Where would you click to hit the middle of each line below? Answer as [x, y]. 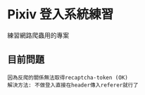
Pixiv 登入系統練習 [61, 14]
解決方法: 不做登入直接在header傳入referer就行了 [73, 85]
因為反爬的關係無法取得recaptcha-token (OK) [68, 77]
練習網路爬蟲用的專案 [38, 35]
